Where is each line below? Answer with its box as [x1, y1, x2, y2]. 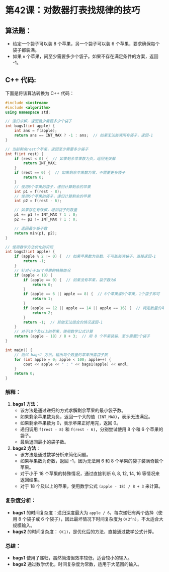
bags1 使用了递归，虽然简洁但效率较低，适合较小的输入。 [12, 554, 132, 561]
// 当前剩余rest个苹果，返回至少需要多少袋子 [5, 147, 89, 152]
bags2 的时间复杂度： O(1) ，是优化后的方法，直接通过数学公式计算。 [12, 529, 157, 535]
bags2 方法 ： [12, 445, 41, 451]
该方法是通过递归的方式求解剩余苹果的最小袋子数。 [20, 407, 126, 413]
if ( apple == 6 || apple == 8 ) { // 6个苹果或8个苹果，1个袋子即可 [23, 292, 160, 297]
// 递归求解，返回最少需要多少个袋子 [5, 119, 72, 124]
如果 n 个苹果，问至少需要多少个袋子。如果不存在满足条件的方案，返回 [12, 54, 158, 59]
